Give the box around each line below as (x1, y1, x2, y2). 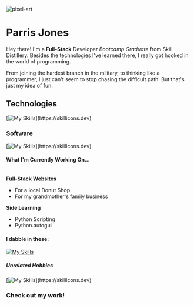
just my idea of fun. (6, 82, 53, 89)
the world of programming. (6, 58, 71, 65)
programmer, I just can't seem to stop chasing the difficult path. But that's (6, 75, 185, 82)
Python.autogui (14, 222, 52, 229)
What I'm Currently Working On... (6, 156, 90, 163)
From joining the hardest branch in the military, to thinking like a (6, 69, 160, 76)
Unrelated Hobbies (6, 262, 53, 269)
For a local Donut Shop (14, 187, 71, 194)
